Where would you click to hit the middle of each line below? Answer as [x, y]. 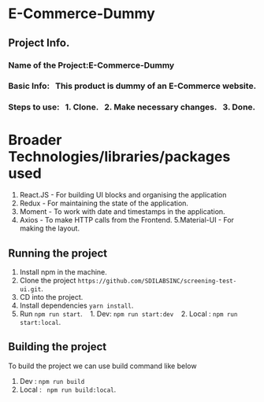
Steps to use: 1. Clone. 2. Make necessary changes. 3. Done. [132, 107]
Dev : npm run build [52, 381]
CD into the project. [51, 297]
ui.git [30, 290]
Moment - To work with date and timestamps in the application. [123, 212]
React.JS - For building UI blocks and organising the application [123, 195]
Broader [35, 140]
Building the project [58, 347]
